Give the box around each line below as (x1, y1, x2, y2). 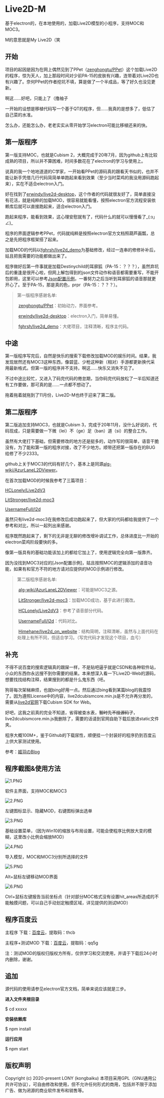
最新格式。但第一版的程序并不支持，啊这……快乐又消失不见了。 (9, 365, 137, 371)
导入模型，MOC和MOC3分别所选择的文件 (5, 854, 88, 859)
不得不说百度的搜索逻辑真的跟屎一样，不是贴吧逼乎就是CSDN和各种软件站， (5, 664, 159, 670)
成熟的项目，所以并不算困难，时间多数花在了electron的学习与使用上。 (5, 158, 145, 164)
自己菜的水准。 (5, 112, 35, 118)
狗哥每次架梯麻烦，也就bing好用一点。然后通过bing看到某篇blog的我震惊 (5, 687, 151, 693)
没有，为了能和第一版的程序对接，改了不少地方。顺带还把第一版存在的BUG (5, 444, 156, 450)
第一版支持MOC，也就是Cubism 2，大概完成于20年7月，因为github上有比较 (5, 152, 158, 158)
